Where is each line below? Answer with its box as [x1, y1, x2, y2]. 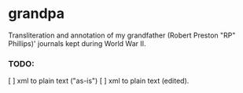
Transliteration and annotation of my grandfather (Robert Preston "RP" [8, 30, 236, 40]
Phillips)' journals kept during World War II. [8, 38, 147, 48]
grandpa [8, 5, 65, 23]
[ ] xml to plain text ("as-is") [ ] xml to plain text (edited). [8, 76, 190, 86]
